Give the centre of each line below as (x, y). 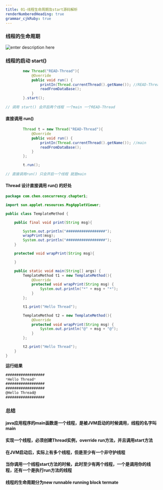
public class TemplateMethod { (37, 214)
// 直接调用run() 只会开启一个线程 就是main (46, 174)
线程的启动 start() (26, 61)
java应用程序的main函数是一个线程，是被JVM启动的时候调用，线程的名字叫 (81, 423)
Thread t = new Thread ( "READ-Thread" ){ (63, 129)
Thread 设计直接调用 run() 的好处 (39, 186)
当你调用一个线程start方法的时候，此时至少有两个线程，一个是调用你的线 (78, 464)
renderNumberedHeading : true (35, 14)
